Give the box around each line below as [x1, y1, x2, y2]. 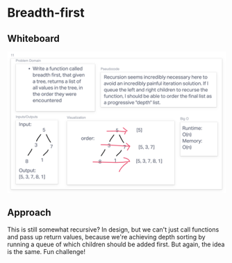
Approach [7, 207, 51, 218]
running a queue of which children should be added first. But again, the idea [7, 240, 225, 248]
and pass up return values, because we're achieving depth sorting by [7, 232, 206, 241]
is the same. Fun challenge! [7, 247, 85, 255]
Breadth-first [7, 5, 85, 21]
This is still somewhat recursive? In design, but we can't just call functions [7, 225, 219, 234]
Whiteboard [7, 33, 60, 45]
